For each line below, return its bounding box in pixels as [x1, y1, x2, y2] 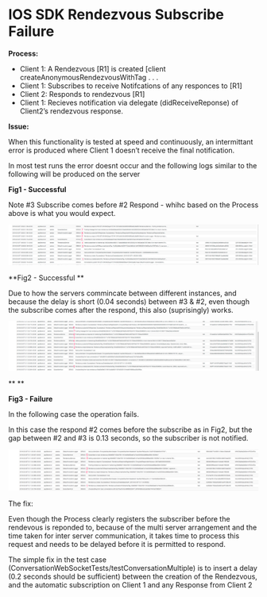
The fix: [8, 499, 33, 509]
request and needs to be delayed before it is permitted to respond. [8, 540, 226, 549]
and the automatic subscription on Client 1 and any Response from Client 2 [8, 580, 253, 590]
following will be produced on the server [8, 169, 141, 179]
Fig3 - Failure [8, 394, 53, 403]
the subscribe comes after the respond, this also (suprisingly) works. [8, 306, 234, 315]
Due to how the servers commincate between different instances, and [8, 288, 237, 298]
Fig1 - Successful [8, 184, 67, 194]
